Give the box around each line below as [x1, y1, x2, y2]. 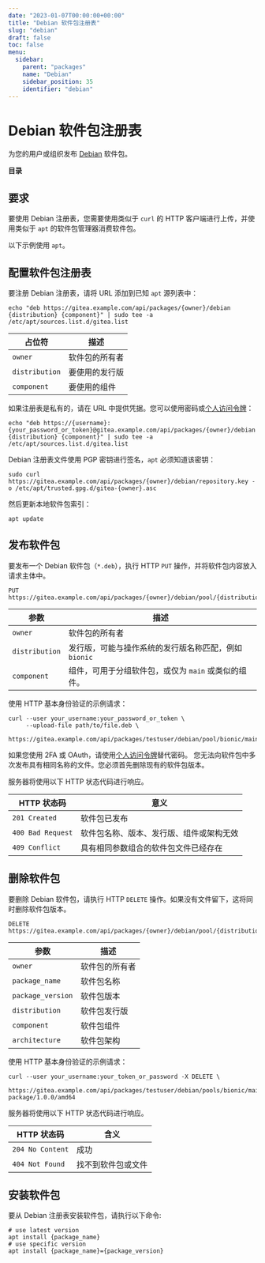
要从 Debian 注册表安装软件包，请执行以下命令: [8, 1211, 162, 1220]
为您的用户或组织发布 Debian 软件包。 [8, 149, 132, 159]
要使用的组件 [68, 381, 117, 392]
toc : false [8, 41, 44, 49]
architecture [12, 1035, 62, 1044]
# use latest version [8, 1227, 80, 1235]
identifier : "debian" [22, 85, 93, 93]
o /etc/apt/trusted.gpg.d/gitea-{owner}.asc [8, 484, 157, 492]
